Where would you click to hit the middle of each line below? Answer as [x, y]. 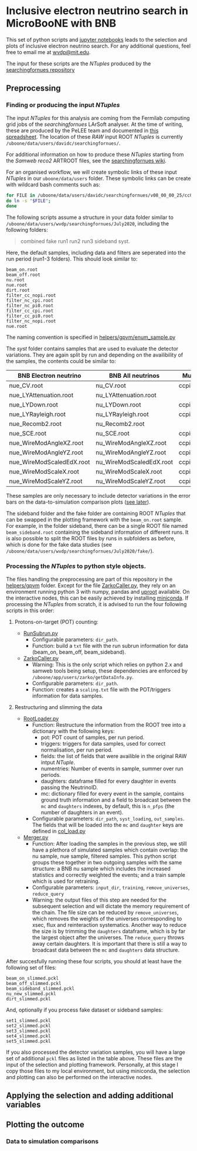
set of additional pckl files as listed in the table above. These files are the [94, 1058]
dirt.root [18, 290]
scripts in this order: [30, 610]
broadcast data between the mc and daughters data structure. [106, 950]
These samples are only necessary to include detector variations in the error [98, 496]
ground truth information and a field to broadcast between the [116, 800]
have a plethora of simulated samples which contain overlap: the [110, 850]
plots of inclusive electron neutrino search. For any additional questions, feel [98, 46]
